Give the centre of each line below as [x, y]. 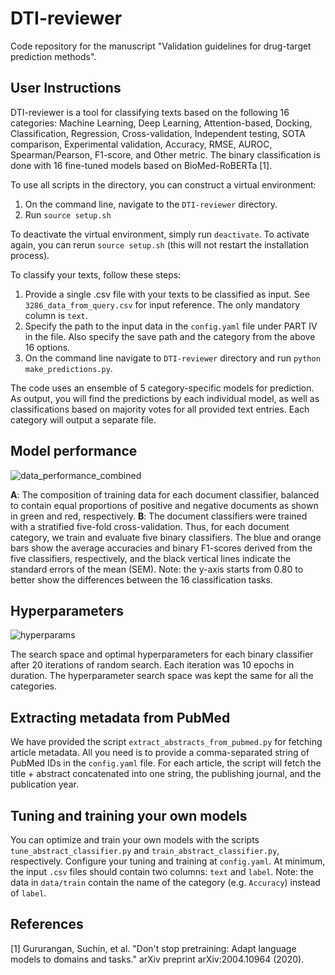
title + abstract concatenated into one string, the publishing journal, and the [166, 774]
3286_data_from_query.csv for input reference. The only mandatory [162, 304]
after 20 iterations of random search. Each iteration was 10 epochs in [152, 665]
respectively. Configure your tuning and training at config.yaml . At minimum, [168, 861]
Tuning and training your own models [129, 815]
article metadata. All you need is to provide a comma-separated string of [160, 753]
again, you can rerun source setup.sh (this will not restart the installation [159, 244]
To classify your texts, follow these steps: [96, 274]
